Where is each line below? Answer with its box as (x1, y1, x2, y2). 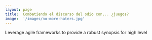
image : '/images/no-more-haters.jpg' (5, 16, 85, 21)
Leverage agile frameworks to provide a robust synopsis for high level (5, 30, 147, 36)
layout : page (5, 7, 32, 12)
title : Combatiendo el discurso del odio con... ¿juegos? (5, 12, 129, 17)
